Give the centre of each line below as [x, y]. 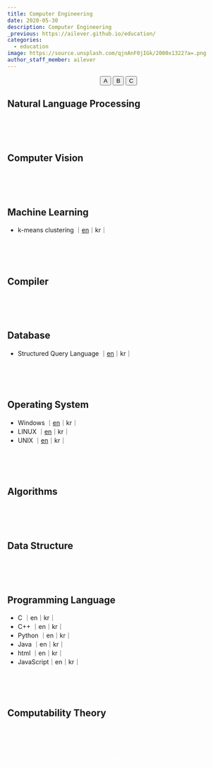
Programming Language [62, 600]
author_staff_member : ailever [52, 60]
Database [29, 336]
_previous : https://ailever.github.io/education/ [82, 34]
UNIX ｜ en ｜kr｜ [42, 440]
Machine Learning [48, 212]
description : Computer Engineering [60, 27]
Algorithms [32, 492]
